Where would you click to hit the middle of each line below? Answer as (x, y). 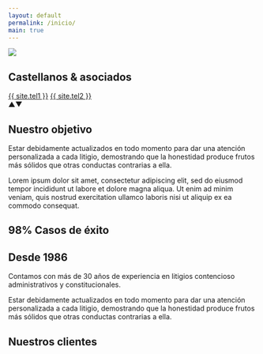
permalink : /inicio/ (42, 23)
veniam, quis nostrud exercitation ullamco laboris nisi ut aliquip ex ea (120, 197)
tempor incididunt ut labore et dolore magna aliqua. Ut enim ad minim (121, 189)
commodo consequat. (44, 205)
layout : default (35, 15)
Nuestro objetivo (50, 129)
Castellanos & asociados (70, 77)
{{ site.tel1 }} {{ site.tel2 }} (50, 96)
